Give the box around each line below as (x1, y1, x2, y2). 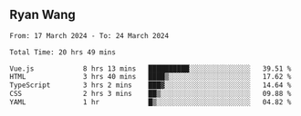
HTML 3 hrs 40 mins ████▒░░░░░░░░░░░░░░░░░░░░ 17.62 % (9, 72, 292, 82)
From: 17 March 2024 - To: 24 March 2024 (9, 31, 170, 40)
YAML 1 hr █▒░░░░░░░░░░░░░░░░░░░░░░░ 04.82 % (9, 98, 292, 107)
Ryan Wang (9, 7, 76, 23)
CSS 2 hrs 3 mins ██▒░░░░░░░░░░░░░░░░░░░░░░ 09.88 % (9, 90, 292, 99)
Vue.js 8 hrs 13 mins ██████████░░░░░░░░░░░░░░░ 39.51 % (9, 63, 292, 73)
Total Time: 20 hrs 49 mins (9, 47, 117, 57)
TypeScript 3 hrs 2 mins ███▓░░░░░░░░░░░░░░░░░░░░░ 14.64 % (9, 81, 292, 90)
